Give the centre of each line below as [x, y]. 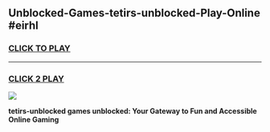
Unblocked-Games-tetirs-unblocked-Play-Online [135, 13]
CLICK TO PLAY [39, 49]
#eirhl [23, 26]
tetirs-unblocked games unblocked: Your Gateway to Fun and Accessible [133, 110]
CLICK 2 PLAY [36, 78]
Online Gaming [34, 119]
